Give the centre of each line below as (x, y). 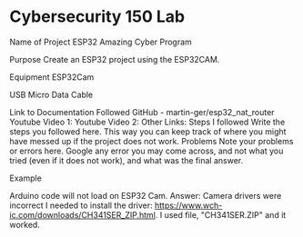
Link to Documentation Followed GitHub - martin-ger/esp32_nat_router (142, 112)
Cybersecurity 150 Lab (97, 17)
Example (26, 178)
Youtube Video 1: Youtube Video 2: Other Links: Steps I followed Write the (147, 122)
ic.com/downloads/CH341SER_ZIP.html (83, 214)
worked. (25, 224)
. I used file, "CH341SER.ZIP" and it (221, 214)
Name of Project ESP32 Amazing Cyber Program (101, 42)
